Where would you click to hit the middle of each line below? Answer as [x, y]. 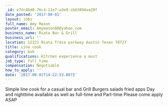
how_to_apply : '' [23, 70]
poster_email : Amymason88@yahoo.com [43, 28]
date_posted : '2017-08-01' [33, 14]
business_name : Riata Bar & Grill [41, 33]
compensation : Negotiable [32, 65]
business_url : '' [23, 38]
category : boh [20, 51]
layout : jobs [19, 19]
